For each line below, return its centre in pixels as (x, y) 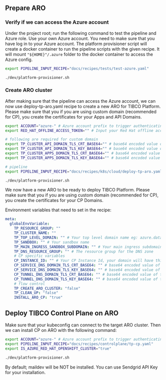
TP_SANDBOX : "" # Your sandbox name (52, 242)
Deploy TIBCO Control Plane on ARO (62, 313)
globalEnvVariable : (30, 224)
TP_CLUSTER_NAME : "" (35, 233)
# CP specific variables (40, 256)
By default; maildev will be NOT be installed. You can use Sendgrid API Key (82, 367)
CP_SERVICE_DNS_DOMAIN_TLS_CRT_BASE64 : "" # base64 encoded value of (87, 265)
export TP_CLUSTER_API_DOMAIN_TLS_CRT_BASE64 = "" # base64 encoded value (82, 144)
